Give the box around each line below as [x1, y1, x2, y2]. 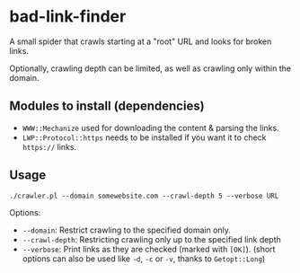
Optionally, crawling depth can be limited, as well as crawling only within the [9, 63, 292, 74]
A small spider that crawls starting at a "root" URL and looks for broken [9, 36, 272, 47]
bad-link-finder [9, 6, 127, 27]
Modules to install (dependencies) [9, 99, 205, 114]
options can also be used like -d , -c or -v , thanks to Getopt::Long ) [22, 253, 266, 264]
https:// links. [22, 141, 77, 152]
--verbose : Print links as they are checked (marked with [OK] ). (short [22, 243, 276, 254]
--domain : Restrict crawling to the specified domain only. [22, 225, 232, 235]
